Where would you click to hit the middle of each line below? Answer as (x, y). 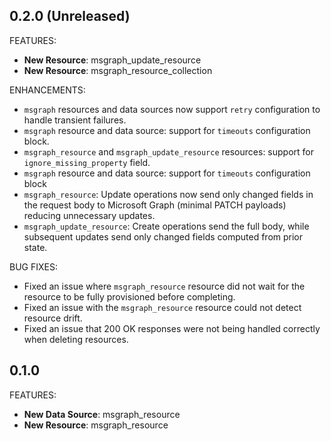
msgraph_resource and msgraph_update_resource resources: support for (169, 151)
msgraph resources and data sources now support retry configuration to (172, 109)
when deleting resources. (76, 339)
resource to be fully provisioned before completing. (129, 296)
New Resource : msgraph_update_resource (112, 60)
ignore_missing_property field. (87, 162)
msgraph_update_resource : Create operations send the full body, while (166, 226)
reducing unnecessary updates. (89, 215)
